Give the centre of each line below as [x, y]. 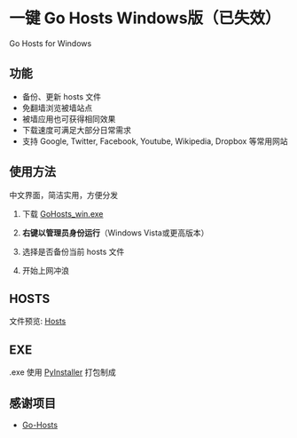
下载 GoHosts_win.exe [63, 213]
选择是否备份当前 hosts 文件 [73, 251]
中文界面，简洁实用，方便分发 [63, 195]
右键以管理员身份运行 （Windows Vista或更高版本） [115, 233]
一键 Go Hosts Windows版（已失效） [145, 18]
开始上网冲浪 [45, 270]
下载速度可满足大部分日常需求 [76, 130]
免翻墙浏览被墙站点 [57, 108]
